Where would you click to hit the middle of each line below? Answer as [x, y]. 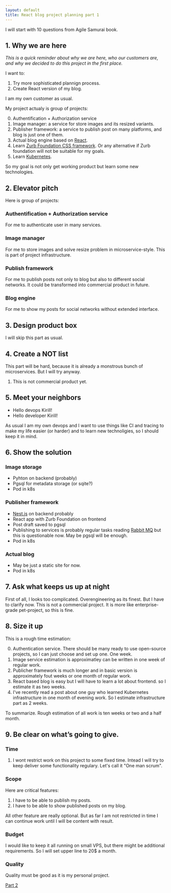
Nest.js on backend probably [43, 513]
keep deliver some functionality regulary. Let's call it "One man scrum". [87, 766]
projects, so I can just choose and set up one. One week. [72, 654]
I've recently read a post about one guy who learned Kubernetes [81, 692]
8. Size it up [24, 626]
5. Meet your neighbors [43, 398]
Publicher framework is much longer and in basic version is [75, 670]
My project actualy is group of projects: [47, 109]
